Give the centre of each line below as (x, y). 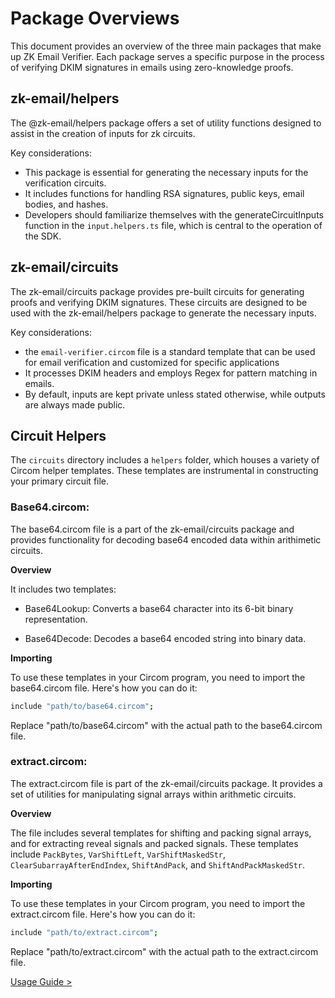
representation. (56, 619)
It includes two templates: (63, 589)
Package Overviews (95, 18)
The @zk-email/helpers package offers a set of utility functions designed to (166, 123)
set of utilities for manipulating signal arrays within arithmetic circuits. (153, 794)
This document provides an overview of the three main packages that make (166, 46)
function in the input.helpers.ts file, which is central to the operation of (173, 225)
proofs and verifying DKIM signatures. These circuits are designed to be (159, 302)
